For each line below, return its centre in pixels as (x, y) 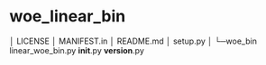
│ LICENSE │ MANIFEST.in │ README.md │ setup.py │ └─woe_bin (133, 41)
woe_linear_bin (68, 16)
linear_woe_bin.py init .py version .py (77, 50)
